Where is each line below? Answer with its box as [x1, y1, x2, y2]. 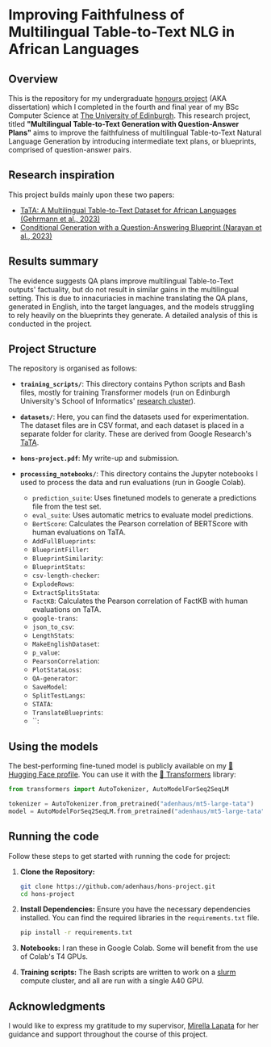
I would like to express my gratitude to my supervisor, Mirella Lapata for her [8, 1021, 260, 1031]
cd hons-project [19, 890, 75, 898]
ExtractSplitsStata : [31, 588, 100, 597]
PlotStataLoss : [31, 664, 82, 675]
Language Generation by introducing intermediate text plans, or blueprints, [8, 136, 256, 146]
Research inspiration [8, 168, 115, 182]
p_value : [31, 647, 60, 657]
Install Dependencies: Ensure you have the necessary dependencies [19, 904, 252, 914]
